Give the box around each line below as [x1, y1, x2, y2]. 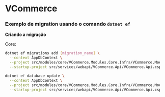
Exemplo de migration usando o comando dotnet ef [5, 21, 131, 28]
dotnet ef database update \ [5, 73, 65, 78]
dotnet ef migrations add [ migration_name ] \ [5, 51, 100, 56]
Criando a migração [5, 32, 47, 37]
